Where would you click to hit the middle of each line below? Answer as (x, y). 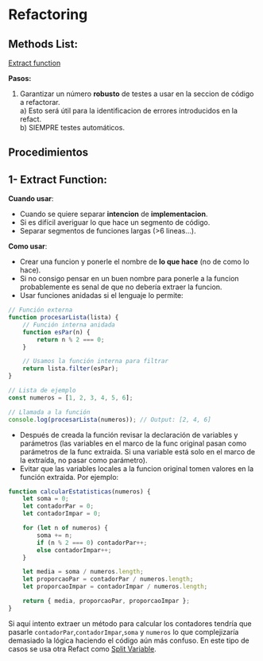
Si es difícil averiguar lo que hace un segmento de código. (115, 222)
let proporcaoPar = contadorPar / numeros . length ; (108, 579)
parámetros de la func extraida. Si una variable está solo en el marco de (137, 451)
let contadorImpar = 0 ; (62, 514)
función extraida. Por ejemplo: (69, 477)
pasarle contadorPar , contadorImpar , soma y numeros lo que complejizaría (124, 632)
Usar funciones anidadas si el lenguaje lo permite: (102, 296)
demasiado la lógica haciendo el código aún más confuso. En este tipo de (129, 640)
